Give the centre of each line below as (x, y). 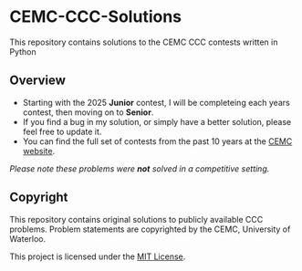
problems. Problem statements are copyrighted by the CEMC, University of (150, 229)
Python (23, 51)
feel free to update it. (62, 131)
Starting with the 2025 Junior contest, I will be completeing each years (156, 102)
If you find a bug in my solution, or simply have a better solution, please (157, 121)
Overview (38, 81)
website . (39, 151)
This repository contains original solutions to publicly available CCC (136, 219)
